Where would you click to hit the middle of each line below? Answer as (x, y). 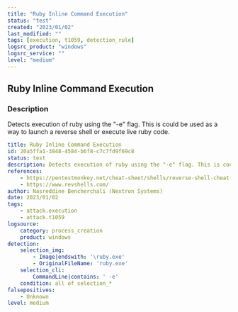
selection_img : (42, 250)
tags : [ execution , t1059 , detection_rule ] (71, 40)
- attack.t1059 (42, 218)
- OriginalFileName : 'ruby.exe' (81, 264)
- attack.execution (49, 211)
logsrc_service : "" (36, 54)
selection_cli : (42, 270)
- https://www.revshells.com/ (65, 184)
